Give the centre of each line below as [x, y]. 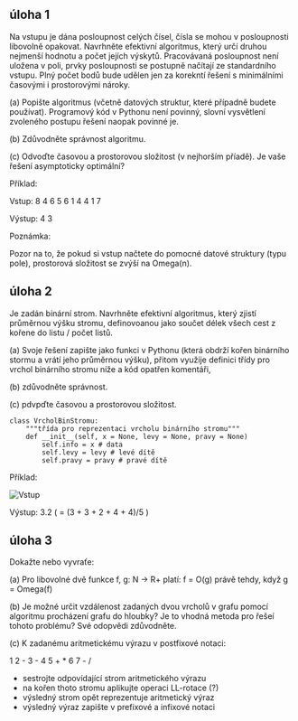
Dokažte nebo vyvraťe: [52, 562]
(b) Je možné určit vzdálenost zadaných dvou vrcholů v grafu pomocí [139, 607]
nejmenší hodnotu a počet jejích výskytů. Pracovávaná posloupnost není [144, 56]
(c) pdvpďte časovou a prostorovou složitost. [93, 404]
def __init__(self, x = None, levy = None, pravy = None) [137, 436]
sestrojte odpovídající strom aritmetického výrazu [114, 679]
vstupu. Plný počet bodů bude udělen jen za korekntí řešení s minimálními [146, 75]
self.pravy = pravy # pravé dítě [105, 460]
